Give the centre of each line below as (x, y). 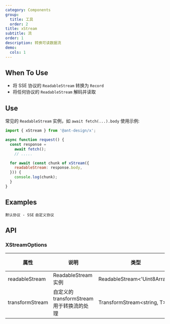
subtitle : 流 (18, 33)
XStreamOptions (26, 245)
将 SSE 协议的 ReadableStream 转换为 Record (58, 86)
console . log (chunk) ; (36, 177)
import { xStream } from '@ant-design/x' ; (51, 131)
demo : (11, 48)
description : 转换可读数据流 (33, 43)
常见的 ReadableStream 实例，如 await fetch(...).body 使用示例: (73, 121)
